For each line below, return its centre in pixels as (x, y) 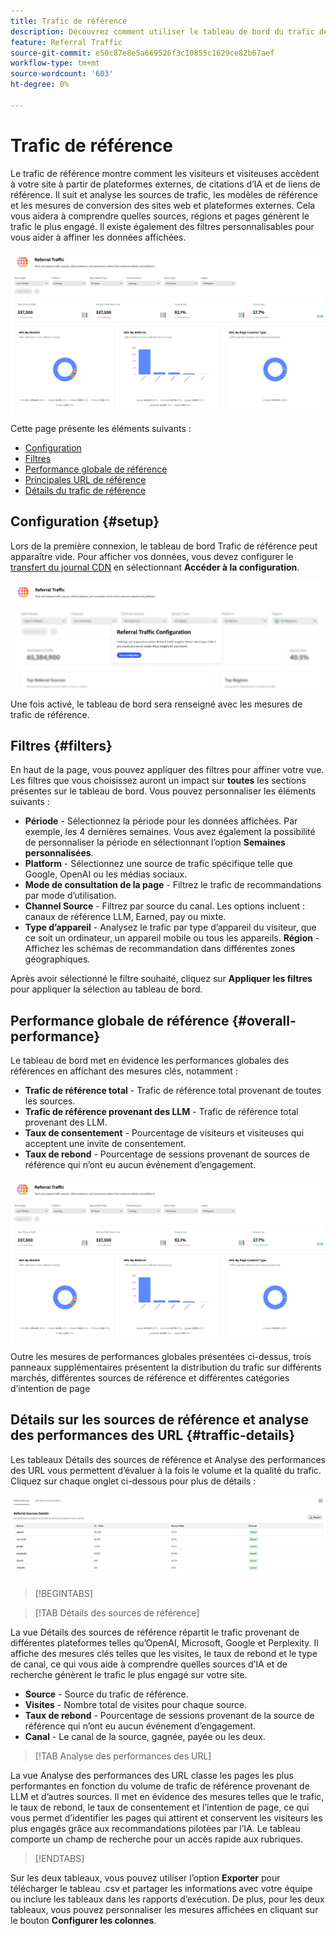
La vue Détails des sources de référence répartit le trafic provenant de (155, 1632)
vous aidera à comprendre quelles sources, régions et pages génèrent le (160, 216)
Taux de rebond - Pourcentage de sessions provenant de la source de (169, 1715)
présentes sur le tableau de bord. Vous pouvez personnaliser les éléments (163, 791)
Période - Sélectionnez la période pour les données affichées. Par (161, 821)
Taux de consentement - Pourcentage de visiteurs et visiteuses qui (164, 1133)
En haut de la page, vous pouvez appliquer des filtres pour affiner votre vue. (167, 770)
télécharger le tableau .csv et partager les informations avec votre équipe (161, 1888)
